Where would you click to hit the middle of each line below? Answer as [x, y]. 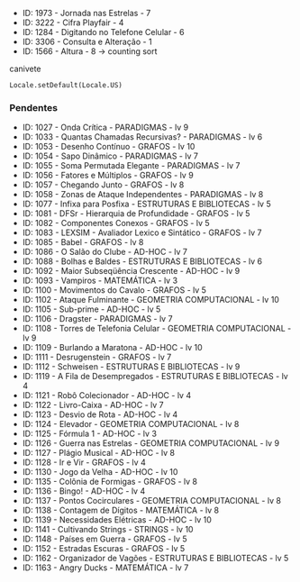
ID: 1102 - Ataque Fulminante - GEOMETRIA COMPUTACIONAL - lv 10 [150, 300]
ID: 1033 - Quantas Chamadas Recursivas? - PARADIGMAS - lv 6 [142, 137]
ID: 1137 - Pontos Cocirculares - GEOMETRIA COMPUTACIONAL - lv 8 [152, 501]
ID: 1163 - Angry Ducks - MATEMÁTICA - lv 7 [105, 568]
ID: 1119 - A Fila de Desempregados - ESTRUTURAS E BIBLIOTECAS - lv [155, 377]
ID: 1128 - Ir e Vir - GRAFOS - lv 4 [84, 462]
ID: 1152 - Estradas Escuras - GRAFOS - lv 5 [104, 549]
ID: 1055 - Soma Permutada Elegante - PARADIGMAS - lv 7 [131, 166]
